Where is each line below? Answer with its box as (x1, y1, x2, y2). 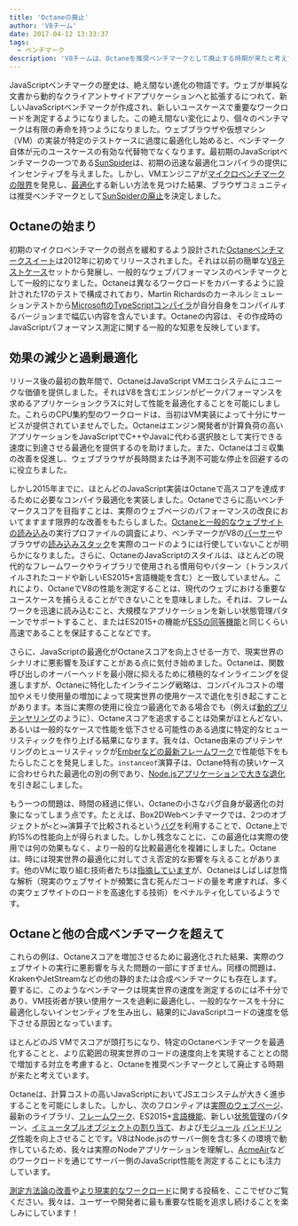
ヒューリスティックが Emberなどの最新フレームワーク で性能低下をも (39, 746, 289, 757)
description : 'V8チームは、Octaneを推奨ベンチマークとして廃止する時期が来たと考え (9, 54, 288, 63)
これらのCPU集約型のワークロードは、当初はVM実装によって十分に (24, 409, 271, 420)
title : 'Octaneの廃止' (9, 12, 90, 22)
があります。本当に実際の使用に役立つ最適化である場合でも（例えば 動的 (9, 702, 273, 712)
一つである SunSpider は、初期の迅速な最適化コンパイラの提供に (55, 157, 288, 168)
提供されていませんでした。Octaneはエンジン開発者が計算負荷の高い (32, 420, 284, 430)
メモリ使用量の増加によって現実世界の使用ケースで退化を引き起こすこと (24, 690, 288, 701)
